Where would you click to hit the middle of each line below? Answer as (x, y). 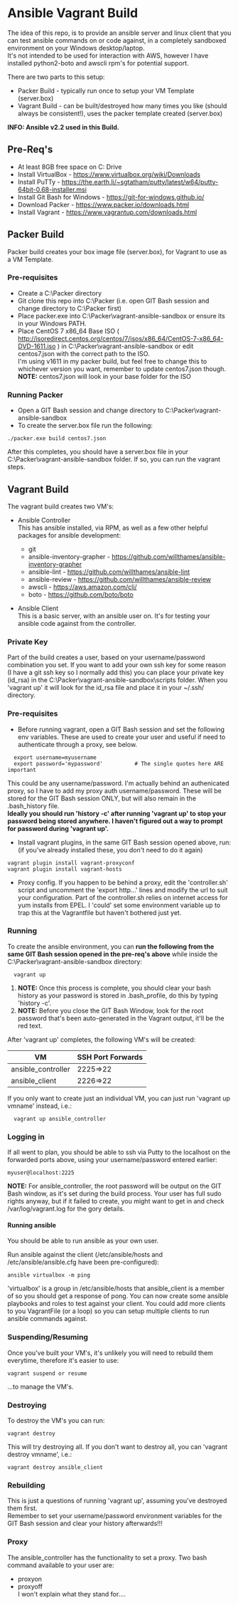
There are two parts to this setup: (56, 77)
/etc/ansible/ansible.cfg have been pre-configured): (83, 1262)
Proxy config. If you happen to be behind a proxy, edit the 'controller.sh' (123, 882)
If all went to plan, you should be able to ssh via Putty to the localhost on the (119, 1152)
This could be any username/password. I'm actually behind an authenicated (118, 783)
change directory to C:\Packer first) (70, 308)
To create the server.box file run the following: (85, 426)
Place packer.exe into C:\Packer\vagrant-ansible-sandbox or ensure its (121, 315)
